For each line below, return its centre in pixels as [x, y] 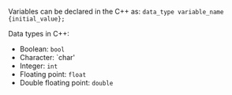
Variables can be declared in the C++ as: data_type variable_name [116, 11]
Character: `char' [47, 57]
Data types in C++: [39, 34]
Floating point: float [53, 74]
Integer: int [38, 66]
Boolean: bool [42, 49]
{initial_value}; [37, 19]
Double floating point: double [66, 83]
